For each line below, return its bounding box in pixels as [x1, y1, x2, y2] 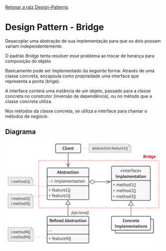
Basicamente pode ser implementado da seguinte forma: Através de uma [5, 67, 155, 73]
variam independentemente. [5, 43, 63, 49]
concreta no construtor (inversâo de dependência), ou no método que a [5, 93, 153, 99]
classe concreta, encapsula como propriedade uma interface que [5, 73, 139, 79]
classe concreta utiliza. [5, 98, 53, 104]
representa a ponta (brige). [5, 78, 61, 84]
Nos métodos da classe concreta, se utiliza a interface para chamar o [5, 108, 148, 114]
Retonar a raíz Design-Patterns [5, 4, 69, 10]
